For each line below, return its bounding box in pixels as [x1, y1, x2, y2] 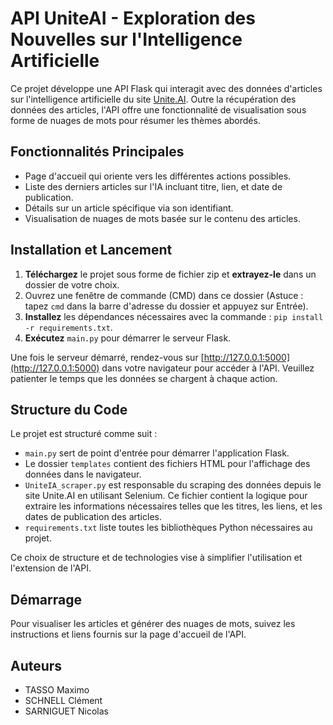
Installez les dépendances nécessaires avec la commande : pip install [24, 310, 324, 322]
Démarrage [10, 591, 82, 608]
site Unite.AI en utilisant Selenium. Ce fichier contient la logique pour [24, 490, 308, 502]
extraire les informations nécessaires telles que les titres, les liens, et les [24, 500, 323, 512]
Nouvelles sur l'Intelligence [10, 28, 243, 51]
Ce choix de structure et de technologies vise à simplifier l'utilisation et [10, 552, 303, 564]
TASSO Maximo [24, 684, 90, 696]
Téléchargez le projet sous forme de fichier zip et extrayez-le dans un [24, 268, 317, 280]
